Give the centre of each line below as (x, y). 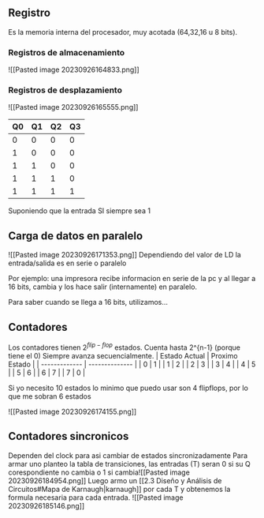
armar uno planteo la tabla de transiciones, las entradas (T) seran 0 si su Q (129, 464)
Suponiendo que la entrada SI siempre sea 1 (80, 211)
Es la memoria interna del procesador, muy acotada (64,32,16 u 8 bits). (123, 32)
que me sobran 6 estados (50, 396)
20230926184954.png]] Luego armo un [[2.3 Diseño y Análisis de (115, 480)
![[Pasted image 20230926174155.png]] (73, 411)
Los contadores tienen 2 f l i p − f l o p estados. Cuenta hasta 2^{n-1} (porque (124, 347)
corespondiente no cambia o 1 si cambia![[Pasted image (99, 472)
